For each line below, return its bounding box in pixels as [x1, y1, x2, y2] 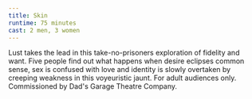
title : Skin [8, 11, 48, 20]
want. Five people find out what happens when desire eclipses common [8, 56, 245, 66]
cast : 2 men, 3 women [8, 26, 81, 34]
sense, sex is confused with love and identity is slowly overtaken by [8, 65, 231, 74]
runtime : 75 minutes [8, 19, 77, 27]
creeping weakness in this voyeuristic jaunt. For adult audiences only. [8, 73, 237, 83]
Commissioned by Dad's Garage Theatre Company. [8, 82, 178, 91]
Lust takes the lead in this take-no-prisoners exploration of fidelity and [8, 48, 240, 58]
